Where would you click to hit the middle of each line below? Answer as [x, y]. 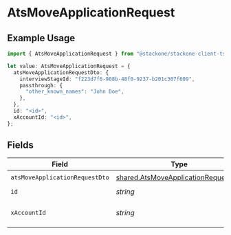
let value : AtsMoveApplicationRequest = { [69, 66]
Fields [21, 145]
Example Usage [41, 38]
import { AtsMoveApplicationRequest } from [70, 54]
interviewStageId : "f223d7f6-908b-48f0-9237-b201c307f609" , [107, 79]
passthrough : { [41, 85]
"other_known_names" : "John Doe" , [75, 92]
